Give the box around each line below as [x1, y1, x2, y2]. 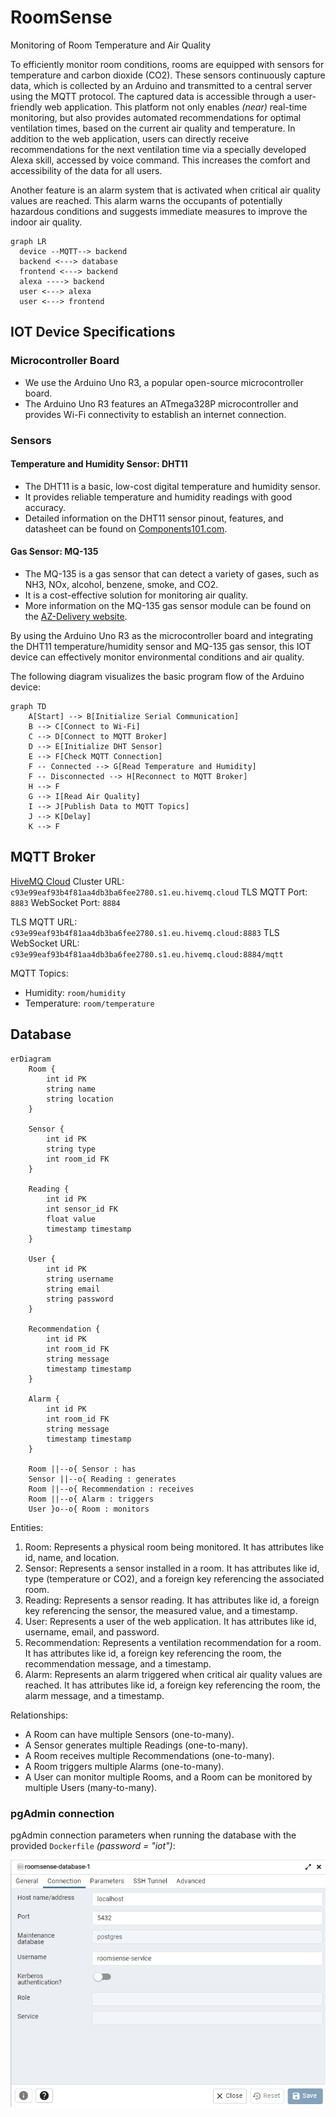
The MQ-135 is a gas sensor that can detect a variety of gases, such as [24, 567, 320, 580]
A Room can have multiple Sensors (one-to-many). [24, 1728, 235, 1740]
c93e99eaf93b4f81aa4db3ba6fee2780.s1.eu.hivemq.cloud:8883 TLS [10, 926, 280, 938]
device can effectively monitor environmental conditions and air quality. [10, 651, 305, 663]
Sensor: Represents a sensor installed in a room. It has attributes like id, [24, 1562, 320, 1574]
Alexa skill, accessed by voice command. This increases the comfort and [10, 154, 311, 166]
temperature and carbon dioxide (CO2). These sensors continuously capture [10, 69, 326, 81]
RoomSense [10, 6, 113, 29]
